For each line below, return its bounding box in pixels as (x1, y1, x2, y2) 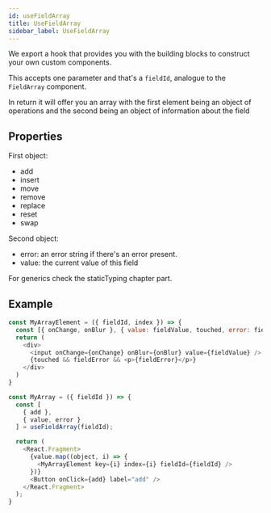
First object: (8, 151, 48, 161)
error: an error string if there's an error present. (19, 250, 177, 259)
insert (19, 175, 40, 185)
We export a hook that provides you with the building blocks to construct (8, 49, 250, 59)
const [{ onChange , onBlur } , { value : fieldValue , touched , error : (15, 326, 251, 334)
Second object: (8, 233, 59, 243)
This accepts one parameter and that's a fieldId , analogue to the (8, 74, 227, 83)
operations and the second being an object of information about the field (8, 106, 250, 116)
